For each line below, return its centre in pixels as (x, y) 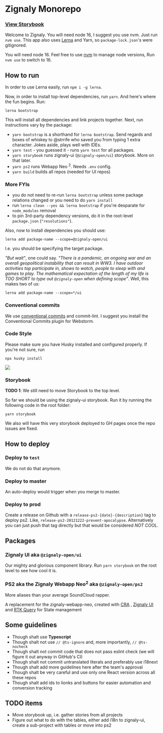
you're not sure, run (25, 349)
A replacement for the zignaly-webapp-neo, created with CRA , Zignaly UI (79, 604)
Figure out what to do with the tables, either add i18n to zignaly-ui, (79, 720)
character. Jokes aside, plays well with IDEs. (57, 145)
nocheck (20, 646)
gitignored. (16, 45)
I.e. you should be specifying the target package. (54, 248)
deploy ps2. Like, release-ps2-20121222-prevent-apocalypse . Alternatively (79, 520)
